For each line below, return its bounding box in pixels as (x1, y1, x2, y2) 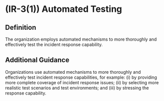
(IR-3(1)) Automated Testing (5, 3, 123, 15)
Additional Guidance (5, 56, 70, 64)
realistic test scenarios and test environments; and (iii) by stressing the (5, 85, 149, 91)
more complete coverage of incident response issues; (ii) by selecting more (5, 79, 159, 85)
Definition (5, 23, 36, 32)
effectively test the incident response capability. (5, 42, 103, 48)
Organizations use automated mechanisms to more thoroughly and (5, 69, 141, 75)
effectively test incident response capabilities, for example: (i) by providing (5, 74, 157, 80)
